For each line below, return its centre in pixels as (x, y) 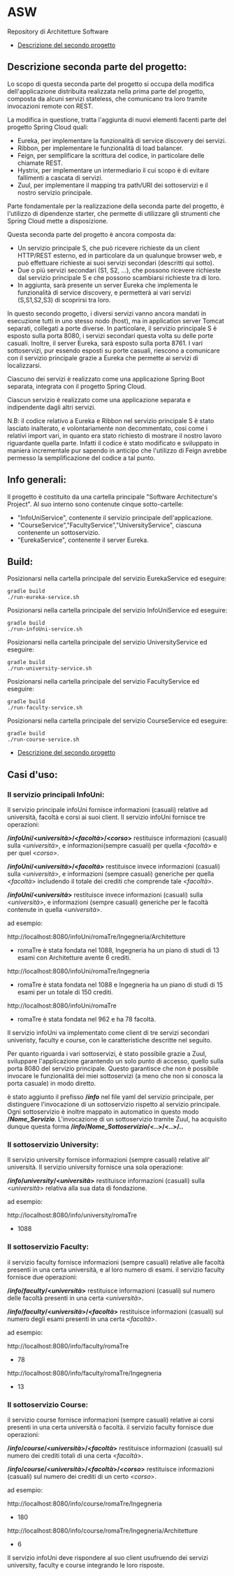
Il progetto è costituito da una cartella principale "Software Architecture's (112, 496)
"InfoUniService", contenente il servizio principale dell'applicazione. (115, 517)
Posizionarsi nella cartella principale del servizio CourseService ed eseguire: (117, 721)
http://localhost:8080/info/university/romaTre (72, 1215)
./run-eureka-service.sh (43, 598)
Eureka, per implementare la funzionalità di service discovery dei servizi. (122, 140)
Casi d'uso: (32, 775)
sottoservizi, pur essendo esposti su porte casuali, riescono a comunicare (114, 351)
